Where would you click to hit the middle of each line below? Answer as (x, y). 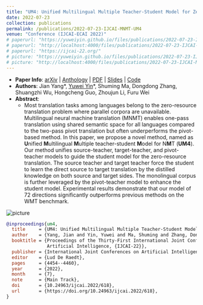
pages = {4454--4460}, (46, 263)
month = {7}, (34, 274)
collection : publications (39, 23)
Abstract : (27, 99)
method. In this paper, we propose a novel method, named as (118, 137)
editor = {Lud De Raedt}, (48, 257)
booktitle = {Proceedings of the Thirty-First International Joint (98, 241)
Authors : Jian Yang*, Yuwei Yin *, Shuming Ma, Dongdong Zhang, (96, 86)
